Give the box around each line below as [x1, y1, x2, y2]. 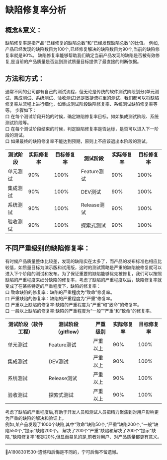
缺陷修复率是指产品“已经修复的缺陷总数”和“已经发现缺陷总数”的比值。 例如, [5, 40, 159, 46]
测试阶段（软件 [8, 321, 43, 328]
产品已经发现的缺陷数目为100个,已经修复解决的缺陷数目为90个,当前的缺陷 [5, 46, 156, 52]
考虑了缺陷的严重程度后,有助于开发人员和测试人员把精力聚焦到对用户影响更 [5, 409, 159, 415]
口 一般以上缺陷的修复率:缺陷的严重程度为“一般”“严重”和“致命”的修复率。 [5, 308, 154, 314]
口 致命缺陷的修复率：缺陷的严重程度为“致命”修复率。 [5, 289, 115, 295]
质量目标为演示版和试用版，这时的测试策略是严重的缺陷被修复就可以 [22, 264, 162, 270]
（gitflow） [55, 328, 82, 335]
